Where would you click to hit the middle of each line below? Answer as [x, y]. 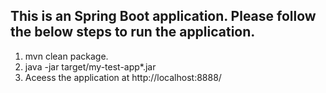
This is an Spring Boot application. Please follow [163, 16]
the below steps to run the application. [133, 32]
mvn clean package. [66, 56]
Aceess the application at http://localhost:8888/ [123, 77]
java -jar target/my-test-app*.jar [90, 66]
